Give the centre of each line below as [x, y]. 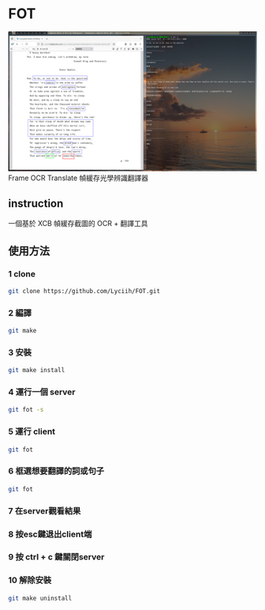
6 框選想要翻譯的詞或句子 [56, 471]
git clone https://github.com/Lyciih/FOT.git [84, 291]
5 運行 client [32, 431]
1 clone [22, 273]
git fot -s [26, 410]
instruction [36, 203]
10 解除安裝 [30, 580]
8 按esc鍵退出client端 [50, 534]
